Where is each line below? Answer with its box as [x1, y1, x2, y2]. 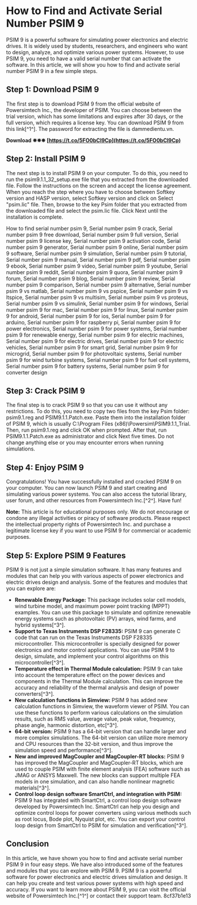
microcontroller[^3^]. [14, 659, 65, 666]
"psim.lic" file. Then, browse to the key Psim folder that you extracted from [6, 200, 187, 208]
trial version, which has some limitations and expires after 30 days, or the [6, 113, 183, 120]
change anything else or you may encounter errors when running [6, 439, 164, 446]
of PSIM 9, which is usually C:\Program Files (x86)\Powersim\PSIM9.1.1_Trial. [6, 420, 191, 427]
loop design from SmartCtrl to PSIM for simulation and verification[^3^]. [14, 822, 188, 829]
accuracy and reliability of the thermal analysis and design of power [14, 684, 179, 691]
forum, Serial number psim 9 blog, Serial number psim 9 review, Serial [6, 275, 175, 282]
